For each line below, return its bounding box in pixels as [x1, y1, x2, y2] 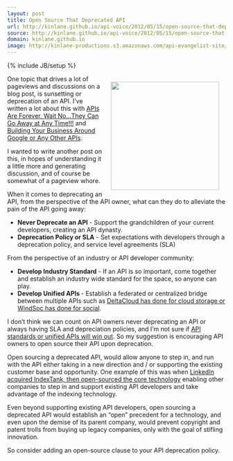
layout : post [7, 10, 45, 17]
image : [7, 42, 26, 49]
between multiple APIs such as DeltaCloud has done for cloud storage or [17, 297, 225, 305]
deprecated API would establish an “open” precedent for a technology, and [7, 410, 222, 419]
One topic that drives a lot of [7, 75, 89, 83]
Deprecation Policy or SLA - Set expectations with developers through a [17, 233, 225, 241]
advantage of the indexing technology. [7, 390, 118, 398]
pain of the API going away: [7, 205, 86, 213]
